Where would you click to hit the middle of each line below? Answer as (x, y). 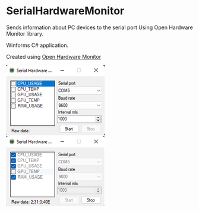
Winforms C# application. (37, 45)
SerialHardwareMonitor (65, 11)
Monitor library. (25, 33)
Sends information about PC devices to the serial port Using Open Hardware (99, 27)
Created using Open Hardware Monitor (54, 56)
